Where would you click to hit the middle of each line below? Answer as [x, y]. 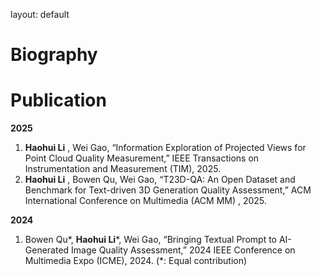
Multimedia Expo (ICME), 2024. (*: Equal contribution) [136, 261]
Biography [54, 55]
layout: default [40, 14]
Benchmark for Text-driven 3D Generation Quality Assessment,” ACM [168, 190]
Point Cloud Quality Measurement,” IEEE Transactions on [142, 158]
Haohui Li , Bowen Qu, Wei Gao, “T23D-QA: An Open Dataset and [160, 180]
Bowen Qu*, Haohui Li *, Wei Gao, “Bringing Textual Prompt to [150, 240]
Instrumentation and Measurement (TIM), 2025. [123, 169]
